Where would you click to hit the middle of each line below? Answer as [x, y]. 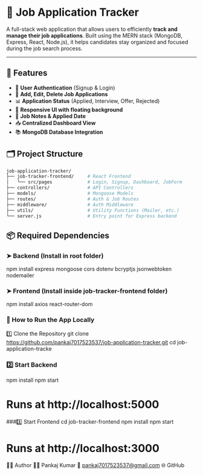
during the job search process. [44, 48]
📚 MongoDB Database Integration [59, 132]
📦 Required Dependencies [58, 235]
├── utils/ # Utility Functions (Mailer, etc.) [93, 210]
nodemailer [20, 275]
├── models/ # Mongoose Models [70, 194]
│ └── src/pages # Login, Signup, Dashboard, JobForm [94, 182]
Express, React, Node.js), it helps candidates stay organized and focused [97, 42]
